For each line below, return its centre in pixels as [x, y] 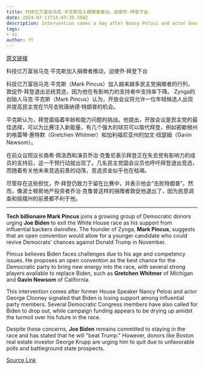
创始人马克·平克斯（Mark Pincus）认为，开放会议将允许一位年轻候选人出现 [100, 99]
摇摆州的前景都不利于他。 [49, 198]
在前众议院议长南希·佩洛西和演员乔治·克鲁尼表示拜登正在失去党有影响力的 [98, 155]
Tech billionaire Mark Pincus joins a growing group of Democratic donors [99, 216]
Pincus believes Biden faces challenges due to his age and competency [96, 254]
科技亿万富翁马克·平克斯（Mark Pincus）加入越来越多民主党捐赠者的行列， [100, 84]
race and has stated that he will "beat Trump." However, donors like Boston [100, 335]
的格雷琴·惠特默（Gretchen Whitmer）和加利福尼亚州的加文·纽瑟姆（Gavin [99, 135]
